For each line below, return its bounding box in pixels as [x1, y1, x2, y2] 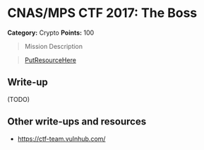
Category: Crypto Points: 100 [7, 28, 95, 37]
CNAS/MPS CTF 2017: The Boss [7, 5, 198, 21]
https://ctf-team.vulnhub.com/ [17, 134, 106, 143]
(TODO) [7, 95, 30, 103]
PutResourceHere [24, 55, 76, 64]
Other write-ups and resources [7, 115, 147, 128]
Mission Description [24, 42, 83, 50]
